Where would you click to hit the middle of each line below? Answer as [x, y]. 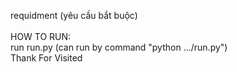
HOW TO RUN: [41, 36]
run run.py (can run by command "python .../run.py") [119, 47]
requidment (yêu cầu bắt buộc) [74, 15]
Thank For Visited [46, 58]
